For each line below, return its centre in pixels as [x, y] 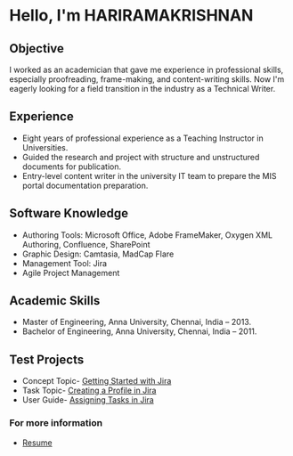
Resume [37, 443]
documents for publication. [72, 167]
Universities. [45, 147]
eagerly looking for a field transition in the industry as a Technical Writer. [142, 89]
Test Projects [47, 359]
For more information [56, 423]
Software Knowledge [69, 213]
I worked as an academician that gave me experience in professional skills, [146, 69]
